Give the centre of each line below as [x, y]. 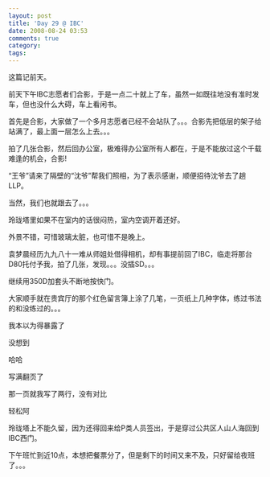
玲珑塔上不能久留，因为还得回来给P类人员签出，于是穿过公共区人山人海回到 [134, 428]
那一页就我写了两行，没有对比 [57, 394]
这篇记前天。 [29, 77]
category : [25, 46]
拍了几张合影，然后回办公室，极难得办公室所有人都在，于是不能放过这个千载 [135, 148]
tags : [17, 53]
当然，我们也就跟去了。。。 [51, 203]
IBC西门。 [25, 438]
